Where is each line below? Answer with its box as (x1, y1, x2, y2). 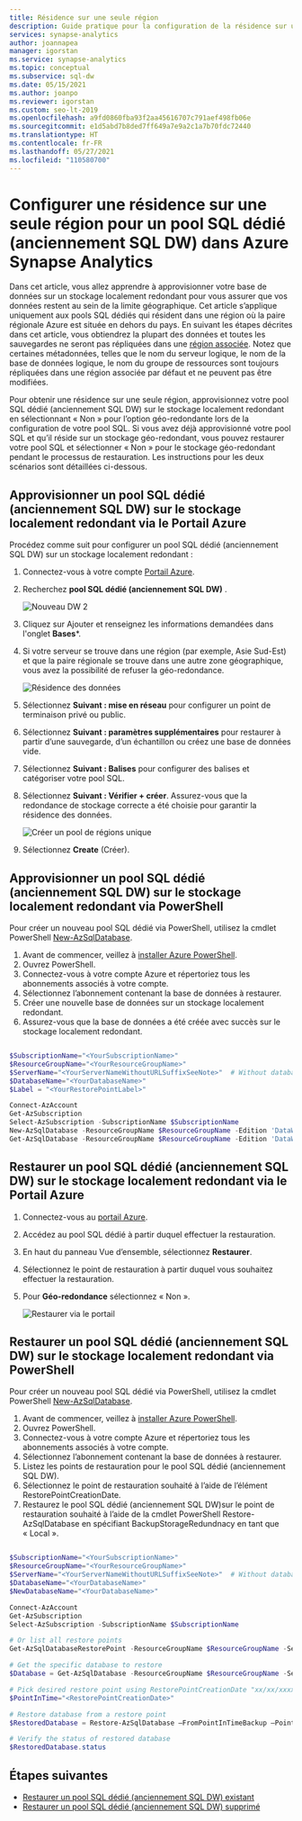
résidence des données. (22, 809, 112, 820)
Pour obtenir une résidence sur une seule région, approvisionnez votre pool (9, 394, 289, 405)
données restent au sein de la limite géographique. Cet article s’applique (9, 301, 278, 311)
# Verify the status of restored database (9, 1735, 171, 1744)
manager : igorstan (9, 47, 78, 56)
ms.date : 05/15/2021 (9, 80, 87, 89)
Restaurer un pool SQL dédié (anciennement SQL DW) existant (22, 1792, 254, 1802)
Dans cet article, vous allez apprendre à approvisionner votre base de (9, 281, 267, 293)
